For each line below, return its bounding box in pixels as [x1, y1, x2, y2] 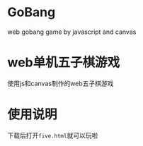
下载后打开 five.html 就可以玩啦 [7, 131, 98, 140]
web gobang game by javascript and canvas [7, 28, 137, 36]
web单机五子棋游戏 [7, 54, 120, 71]
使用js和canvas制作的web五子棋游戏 [7, 79, 114, 87]
